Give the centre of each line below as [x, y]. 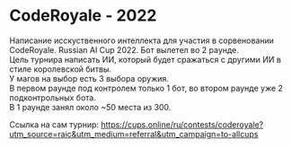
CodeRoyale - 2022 [83, 16]
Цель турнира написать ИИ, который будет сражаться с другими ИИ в [145, 59]
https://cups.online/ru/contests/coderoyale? [182, 124]
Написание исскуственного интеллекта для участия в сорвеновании [142, 40]
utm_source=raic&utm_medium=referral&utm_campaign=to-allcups [134, 134]
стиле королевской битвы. [61, 69]
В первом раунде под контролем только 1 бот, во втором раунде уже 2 [146, 88]
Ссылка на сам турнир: [54, 124]
